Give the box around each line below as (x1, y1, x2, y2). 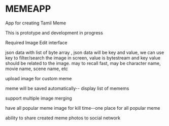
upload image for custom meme (5, 75, 72, 81)
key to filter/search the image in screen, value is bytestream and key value (5, 54, 161, 61)
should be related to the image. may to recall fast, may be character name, (5, 60, 161, 66)
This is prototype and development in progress (5, 29, 103, 36)
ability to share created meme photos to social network (5, 115, 121, 121)
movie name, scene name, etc (5, 66, 69, 72)
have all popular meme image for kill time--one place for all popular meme (5, 105, 160, 111)
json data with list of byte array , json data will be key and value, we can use (5, 49, 164, 55)
